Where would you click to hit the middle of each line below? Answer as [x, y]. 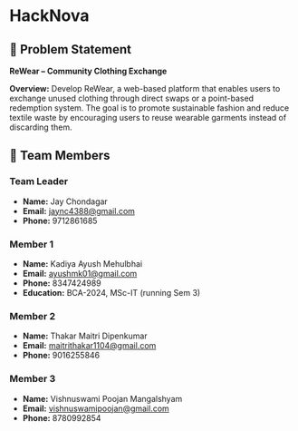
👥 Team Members [60, 156]
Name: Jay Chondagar [65, 201]
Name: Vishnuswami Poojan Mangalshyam [102, 398]
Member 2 [33, 316]
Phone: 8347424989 [62, 283]
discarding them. [41, 127]
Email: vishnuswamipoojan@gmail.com [96, 408]
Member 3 [33, 379]
